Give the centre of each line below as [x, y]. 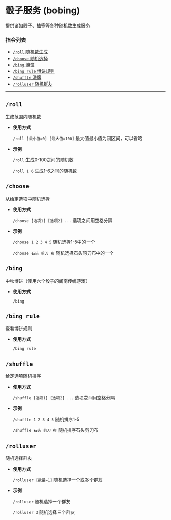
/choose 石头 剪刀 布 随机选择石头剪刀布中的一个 [63, 253]
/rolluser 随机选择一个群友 [41, 502]
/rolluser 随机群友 [33, 84]
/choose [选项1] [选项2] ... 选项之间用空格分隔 [63, 220]
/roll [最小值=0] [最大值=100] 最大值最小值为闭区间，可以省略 [77, 139]
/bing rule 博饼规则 [34, 71]
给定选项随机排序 [23, 376]
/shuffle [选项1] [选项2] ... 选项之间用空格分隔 [64, 398]
